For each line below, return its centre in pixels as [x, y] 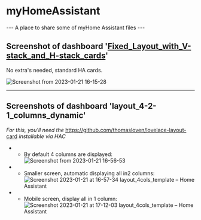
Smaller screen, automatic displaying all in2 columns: [89, 173]
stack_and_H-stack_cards [56, 56]
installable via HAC [42, 136]
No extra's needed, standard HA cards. [54, 70]
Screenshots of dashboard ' [59, 106]
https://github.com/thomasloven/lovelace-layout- [126, 130]
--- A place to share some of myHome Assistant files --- [76, 27]
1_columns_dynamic [45, 116]
